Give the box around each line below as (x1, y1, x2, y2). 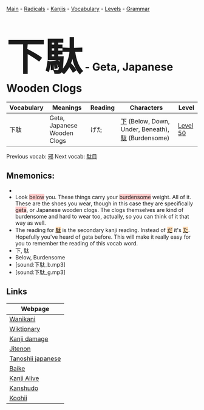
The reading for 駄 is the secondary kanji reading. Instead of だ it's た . (15, 226, 190, 233)
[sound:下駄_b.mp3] (15, 261, 66, 268)
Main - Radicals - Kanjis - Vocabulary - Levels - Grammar (6, 5, 150, 12)
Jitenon (9, 344, 31, 353)
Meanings (52, 103, 82, 112)
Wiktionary (9, 324, 41, 333)
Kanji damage (9, 334, 49, 343)
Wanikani (9, 315, 36, 323)
